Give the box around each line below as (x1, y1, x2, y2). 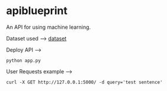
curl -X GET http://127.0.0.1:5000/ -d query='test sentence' (6, 79, 163, 85)
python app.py (6, 58, 41, 63)
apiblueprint (6, 4, 68, 18)
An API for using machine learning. (6, 23, 91, 31)
